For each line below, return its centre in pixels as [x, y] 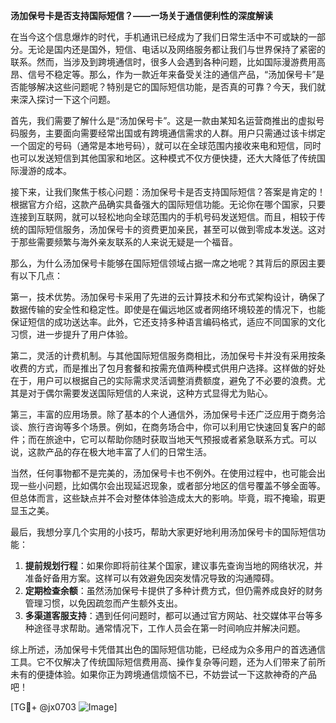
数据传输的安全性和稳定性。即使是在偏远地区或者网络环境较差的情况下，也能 [168, 309]
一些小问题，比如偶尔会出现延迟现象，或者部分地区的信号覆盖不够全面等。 [172, 485]
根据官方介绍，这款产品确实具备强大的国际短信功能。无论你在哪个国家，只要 [168, 204]
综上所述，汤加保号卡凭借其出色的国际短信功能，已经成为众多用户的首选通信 [168, 649]
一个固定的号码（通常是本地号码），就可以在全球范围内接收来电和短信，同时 [166, 145]
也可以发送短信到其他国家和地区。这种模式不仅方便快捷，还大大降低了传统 [163, 158]
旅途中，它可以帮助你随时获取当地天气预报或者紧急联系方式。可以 [180, 439]
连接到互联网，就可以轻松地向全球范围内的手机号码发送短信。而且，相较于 [163, 217]
